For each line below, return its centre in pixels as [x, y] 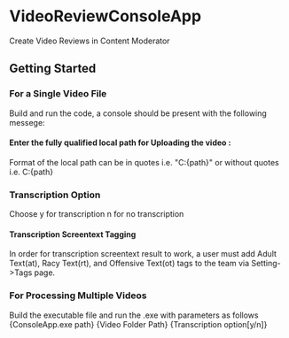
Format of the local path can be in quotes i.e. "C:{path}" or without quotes [144, 162]
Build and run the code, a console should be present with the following [138, 113]
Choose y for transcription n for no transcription [97, 214]
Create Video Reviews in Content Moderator [90, 41]
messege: [27, 122]
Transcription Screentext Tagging [73, 234]
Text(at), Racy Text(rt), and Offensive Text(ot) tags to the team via [129, 264]
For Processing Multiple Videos [78, 296]
